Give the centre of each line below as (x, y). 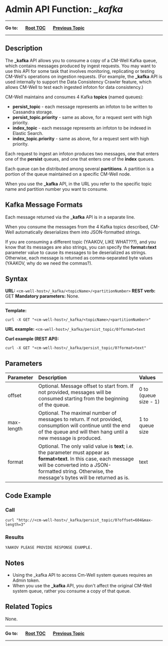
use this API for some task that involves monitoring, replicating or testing (80, 71)
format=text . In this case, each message (86, 459)
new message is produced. (70, 438)
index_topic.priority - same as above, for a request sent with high (80, 139)
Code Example (28, 495)
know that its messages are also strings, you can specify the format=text (81, 247)
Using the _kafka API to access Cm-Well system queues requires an (82, 575)
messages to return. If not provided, (80, 419)
